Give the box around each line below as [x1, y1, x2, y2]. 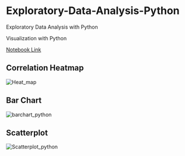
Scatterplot [6, 127, 48, 138]
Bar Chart [6, 95, 42, 106]
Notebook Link [6, 46, 41, 53]
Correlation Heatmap [6, 63, 84, 73]
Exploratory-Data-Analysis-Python [6, 4, 180, 18]
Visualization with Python [6, 34, 67, 41]
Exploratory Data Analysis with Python [6, 23, 98, 30]
